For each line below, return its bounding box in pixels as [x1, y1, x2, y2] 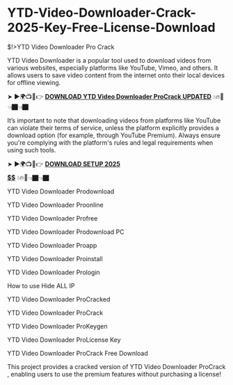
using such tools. [7, 146, 56, 154]
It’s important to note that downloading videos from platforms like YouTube [7, 116, 221, 125]
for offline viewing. [7, 78, 61, 86]
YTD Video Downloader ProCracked [7, 294, 111, 304]
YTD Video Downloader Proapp [7, 241, 97, 249]
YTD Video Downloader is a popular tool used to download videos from [7, 56, 211, 64]
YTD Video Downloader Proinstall [7, 254, 103, 262]
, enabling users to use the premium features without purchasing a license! [7, 370, 221, 378]
